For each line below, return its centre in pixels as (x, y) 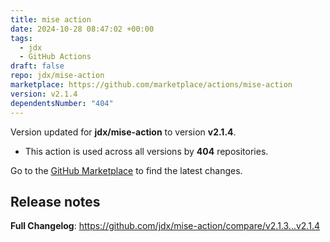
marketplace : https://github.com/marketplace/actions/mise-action (151, 85)
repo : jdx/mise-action (57, 76)
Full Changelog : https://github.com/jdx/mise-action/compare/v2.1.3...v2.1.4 (165, 226)
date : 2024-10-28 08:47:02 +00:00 (82, 29)
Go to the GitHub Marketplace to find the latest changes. (126, 170)
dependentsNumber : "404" (62, 103)
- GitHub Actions (55, 57)
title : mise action (51, 19)
